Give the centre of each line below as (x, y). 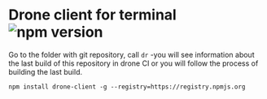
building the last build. (46, 71)
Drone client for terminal (92, 15)
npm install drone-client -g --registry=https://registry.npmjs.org (127, 87)
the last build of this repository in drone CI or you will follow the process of (133, 63)
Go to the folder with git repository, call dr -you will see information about (131, 54)
